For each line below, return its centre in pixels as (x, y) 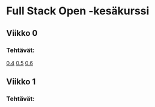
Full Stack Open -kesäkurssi (78, 11)
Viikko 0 (22, 33)
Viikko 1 (21, 82)
